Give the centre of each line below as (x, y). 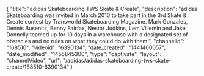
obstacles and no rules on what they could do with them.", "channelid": (96, 41)
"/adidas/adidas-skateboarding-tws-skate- (117, 60)
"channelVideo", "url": (34, 60)
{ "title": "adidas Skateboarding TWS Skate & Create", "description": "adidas (102, 9)
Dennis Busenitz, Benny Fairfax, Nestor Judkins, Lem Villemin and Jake (96, 28)
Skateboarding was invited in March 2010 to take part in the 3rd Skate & (97, 15)
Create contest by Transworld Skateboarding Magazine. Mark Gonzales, (97, 22)
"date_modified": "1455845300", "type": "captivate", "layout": (84, 54)
